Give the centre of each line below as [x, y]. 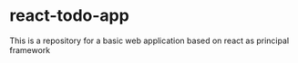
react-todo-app [69, 16]
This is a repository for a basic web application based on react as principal [149, 40]
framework [30, 49]
